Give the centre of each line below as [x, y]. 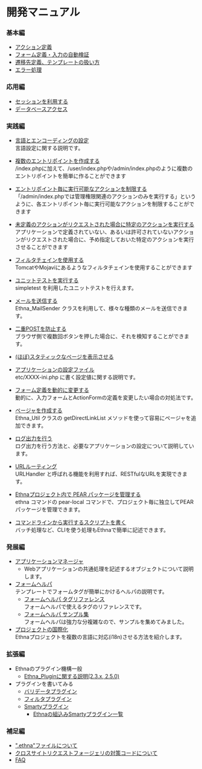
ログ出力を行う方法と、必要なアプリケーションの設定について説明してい [105, 446]
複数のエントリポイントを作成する [57, 161]
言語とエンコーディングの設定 [52, 140]
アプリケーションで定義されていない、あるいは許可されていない [94, 232]
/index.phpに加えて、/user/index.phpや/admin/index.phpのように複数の [104, 169]
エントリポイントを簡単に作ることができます [71, 176]
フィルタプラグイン [48, 699]
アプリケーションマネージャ [49, 561]
